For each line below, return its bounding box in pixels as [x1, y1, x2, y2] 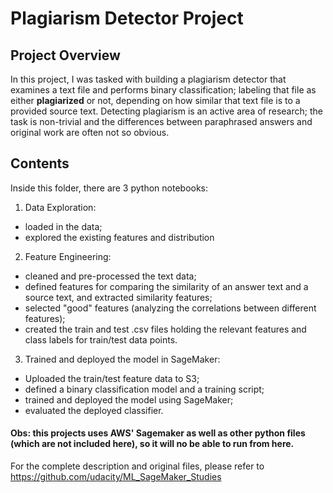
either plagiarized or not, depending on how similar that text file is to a [10, 95, 301, 106]
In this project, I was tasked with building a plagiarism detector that [10, 73, 287, 85]
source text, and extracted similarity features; [24, 291, 213, 303]
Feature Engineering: [24, 250, 112, 262]
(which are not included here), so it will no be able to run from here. [10, 438, 295, 450]
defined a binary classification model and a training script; [24, 383, 265, 395]
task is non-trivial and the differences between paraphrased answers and [10, 116, 313, 127]
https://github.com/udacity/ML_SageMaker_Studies [10, 471, 222, 483]
